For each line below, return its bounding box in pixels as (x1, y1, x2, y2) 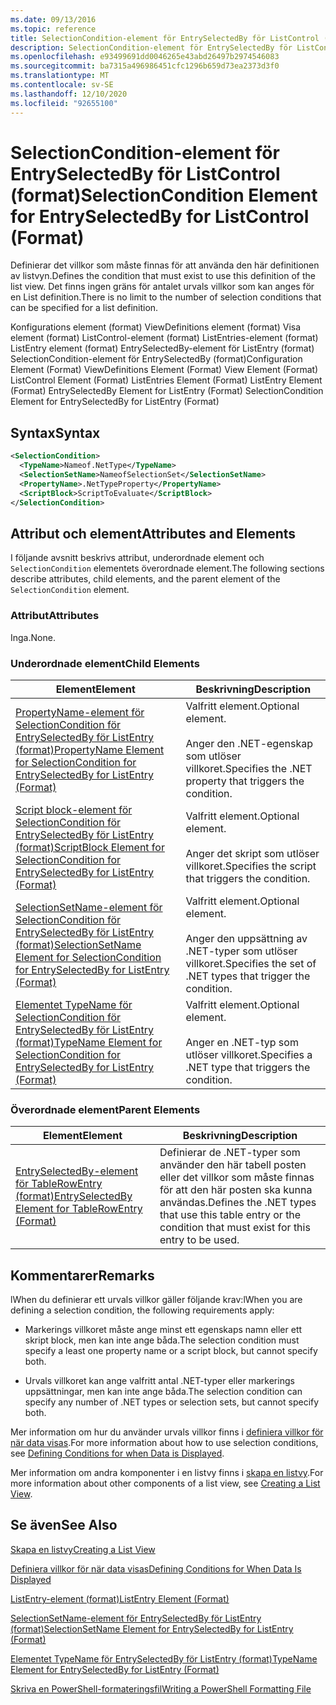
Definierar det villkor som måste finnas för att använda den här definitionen (10, 259, 320, 271)
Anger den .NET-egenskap (185, 736, 313, 750)
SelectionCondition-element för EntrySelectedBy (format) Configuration (10, 353, 303, 365)
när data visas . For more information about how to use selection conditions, (10, 1437, 319, 1449)
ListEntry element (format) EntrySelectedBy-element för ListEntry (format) (10, 342, 315, 355)
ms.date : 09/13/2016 (10, 14, 97, 25)
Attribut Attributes (10, 609, 100, 623)
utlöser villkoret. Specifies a (185, 1047, 313, 1061)
